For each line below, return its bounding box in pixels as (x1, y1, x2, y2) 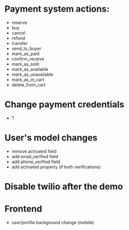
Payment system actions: (4, 3, 110, 15)
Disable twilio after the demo (4, 181, 123, 192)
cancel (11, 30, 25, 36)
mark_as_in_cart (11, 77, 44, 83)
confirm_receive (11, 56, 45, 62)
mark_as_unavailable (11, 71, 54, 77)
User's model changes (4, 132, 98, 144)
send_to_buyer (11, 45, 42, 51)
